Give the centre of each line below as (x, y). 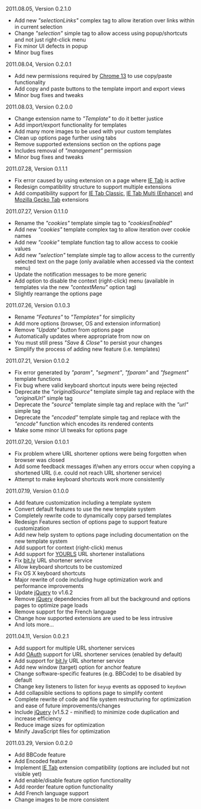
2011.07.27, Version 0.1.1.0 (37, 211)
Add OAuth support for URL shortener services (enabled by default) (98, 654)
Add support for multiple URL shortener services (75, 648)
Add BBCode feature (40, 755)
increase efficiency (38, 718)
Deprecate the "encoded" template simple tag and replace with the (97, 417)
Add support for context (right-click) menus (68, 548)
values (23, 249)
